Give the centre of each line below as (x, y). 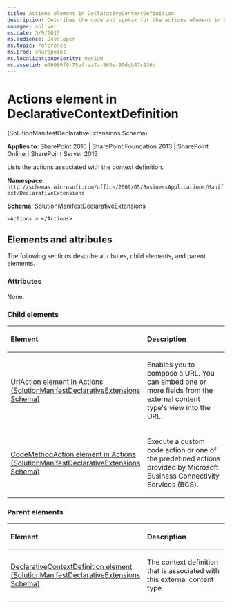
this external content (181, 579)
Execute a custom (176, 441)
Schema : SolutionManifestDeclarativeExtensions (77, 206)
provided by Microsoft (183, 467)
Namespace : (26, 180)
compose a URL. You (181, 373)
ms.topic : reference (37, 46)
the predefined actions (184, 458)
